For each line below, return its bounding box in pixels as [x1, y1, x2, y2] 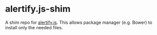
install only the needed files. [5, 24, 63, 30]
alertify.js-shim [5, 3, 71, 15]
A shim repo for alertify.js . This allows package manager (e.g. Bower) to [5, 19, 153, 25]
